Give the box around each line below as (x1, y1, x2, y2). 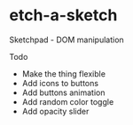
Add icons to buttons (21, 77, 99, 88)
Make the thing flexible (21, 68, 106, 79)
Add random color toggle (21, 96, 114, 107)
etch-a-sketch (9, 5, 118, 26)
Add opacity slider (21, 106, 90, 116)
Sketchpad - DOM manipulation (9, 34, 124, 45)
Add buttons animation (21, 87, 106, 98)
